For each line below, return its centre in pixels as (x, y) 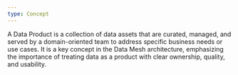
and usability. (27, 64)
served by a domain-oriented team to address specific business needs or (115, 41)
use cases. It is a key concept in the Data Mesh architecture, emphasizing (116, 49)
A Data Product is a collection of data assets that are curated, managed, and (119, 34)
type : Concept (29, 14)
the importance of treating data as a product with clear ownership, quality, (117, 57)
